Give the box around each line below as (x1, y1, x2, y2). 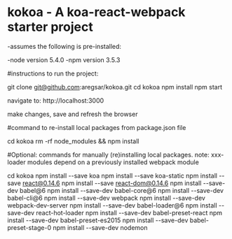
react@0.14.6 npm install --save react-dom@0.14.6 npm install (22, 179, 202, 187)
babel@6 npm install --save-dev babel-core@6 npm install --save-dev (20, 186, 224, 194)
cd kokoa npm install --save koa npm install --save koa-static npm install (7, 171, 217, 180)
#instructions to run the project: (7, 69, 99, 78)
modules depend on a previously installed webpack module (27, 158, 200, 166)
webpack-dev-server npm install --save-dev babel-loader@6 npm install (7, 201, 217, 210)
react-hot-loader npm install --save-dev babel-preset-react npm (36, 208, 223, 217)
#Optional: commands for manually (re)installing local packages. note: (7, 150, 210, 159)
